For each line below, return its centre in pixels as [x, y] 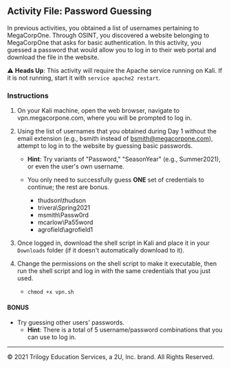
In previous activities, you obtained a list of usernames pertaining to [103, 28]
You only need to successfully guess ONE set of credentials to [116, 180]
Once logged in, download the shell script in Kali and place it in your [113, 243]
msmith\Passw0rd [63, 215]
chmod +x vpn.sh [51, 292]
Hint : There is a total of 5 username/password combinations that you [125, 330]
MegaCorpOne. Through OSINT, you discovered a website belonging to [108, 35]
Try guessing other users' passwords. [71, 323]
